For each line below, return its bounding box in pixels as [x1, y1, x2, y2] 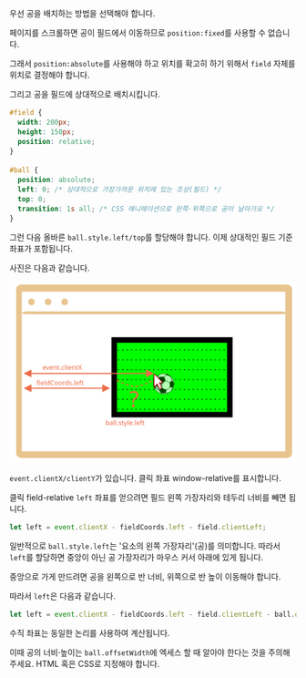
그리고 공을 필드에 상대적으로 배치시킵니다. [9, 89, 161, 99]
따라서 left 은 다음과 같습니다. [9, 591, 117, 601]
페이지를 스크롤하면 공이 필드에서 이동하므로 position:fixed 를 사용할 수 [9, 27, 266, 38]
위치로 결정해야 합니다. [9, 69, 90, 80]
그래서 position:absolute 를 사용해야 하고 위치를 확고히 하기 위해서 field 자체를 [9, 58, 296, 68]
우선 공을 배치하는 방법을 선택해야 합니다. [9, 8, 156, 18]
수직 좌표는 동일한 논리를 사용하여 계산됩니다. [9, 628, 170, 639]
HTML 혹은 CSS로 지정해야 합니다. [36, 659, 160, 670]
